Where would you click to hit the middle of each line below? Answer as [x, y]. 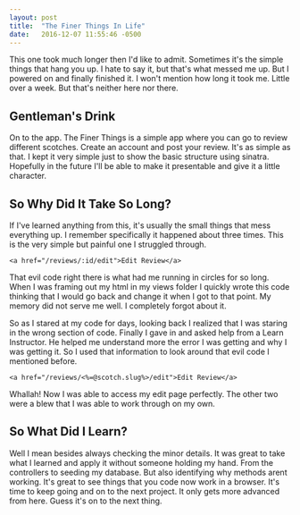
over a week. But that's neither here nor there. [94, 88]
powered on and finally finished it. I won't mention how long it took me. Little [150, 79]
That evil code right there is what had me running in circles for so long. [139, 277]
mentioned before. [43, 361]
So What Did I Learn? [68, 431]
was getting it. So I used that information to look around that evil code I [139, 351]
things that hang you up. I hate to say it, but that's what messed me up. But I [149, 69]
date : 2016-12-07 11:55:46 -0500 [75, 34]
